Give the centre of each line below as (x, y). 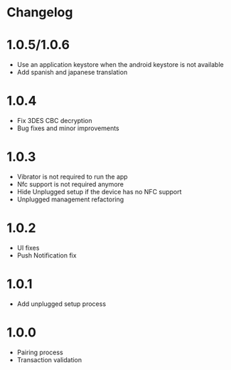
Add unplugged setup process (61, 304)
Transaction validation (49, 359)
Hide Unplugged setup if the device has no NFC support (99, 192)
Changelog (40, 12)
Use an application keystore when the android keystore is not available (120, 65)
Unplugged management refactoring (70, 199)
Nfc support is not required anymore (70, 184)
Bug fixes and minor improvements (68, 128)
